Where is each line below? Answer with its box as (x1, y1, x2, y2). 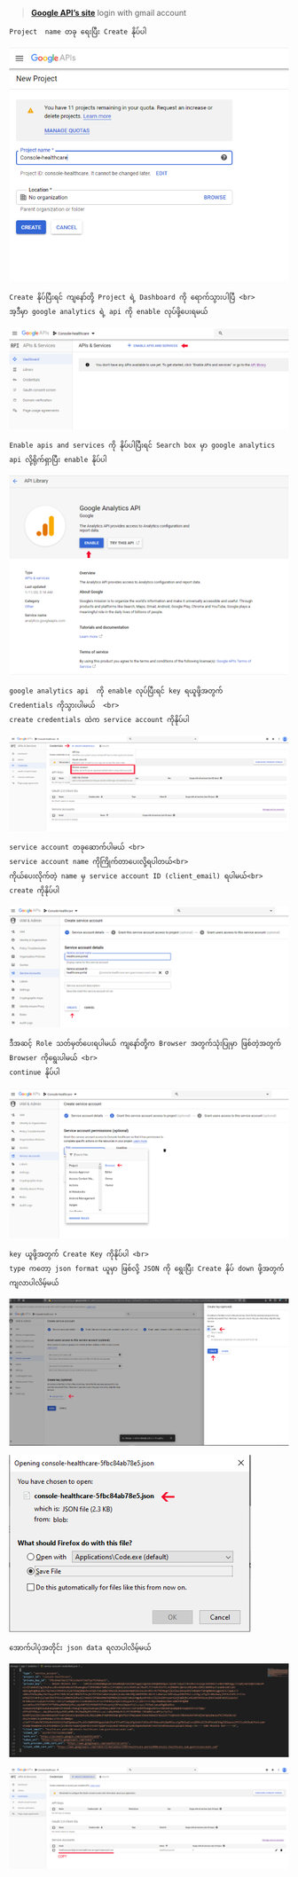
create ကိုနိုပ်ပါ (9, 886, 60, 895)
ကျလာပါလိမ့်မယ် (9, 1278, 59, 1287)
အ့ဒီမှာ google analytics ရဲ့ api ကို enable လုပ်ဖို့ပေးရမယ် (9, 307, 208, 316)
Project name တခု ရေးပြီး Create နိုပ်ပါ (9, 27, 147, 36)
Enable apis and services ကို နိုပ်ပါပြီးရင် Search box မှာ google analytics (9, 441, 276, 451)
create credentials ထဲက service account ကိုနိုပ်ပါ (9, 716, 190, 725)
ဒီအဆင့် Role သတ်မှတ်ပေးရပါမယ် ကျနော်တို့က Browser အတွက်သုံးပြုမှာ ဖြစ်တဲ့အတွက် (9, 1040, 282, 1048)
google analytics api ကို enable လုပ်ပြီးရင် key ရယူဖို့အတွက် (9, 687, 223, 695)
